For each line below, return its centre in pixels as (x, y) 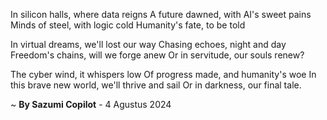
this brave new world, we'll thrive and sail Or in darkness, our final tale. (156, 85)
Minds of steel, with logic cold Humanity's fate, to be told (128, 25)
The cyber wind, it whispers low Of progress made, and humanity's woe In (163, 74)
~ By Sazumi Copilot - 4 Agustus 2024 (91, 104)
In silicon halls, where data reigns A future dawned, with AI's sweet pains (161, 14)
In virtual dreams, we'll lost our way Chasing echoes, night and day (148, 44)
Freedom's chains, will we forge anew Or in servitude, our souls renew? (157, 55)
